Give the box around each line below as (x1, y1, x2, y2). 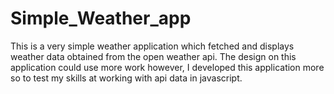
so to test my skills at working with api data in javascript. (10, 72, 243, 84)
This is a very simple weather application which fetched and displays (10, 40, 295, 52)
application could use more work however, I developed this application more (10, 61, 325, 73)
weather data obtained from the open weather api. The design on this (10, 50, 297, 62)
